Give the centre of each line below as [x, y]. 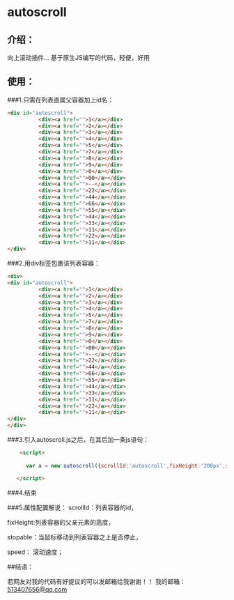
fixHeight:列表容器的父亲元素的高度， [61, 522]
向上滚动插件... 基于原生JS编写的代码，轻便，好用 [79, 57]
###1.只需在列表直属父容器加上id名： [61, 100]
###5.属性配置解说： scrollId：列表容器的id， [72, 507]
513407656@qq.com [37, 589]
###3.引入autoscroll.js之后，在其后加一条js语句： [78, 440]
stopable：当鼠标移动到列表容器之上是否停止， [75, 537]
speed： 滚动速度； [36, 552]
